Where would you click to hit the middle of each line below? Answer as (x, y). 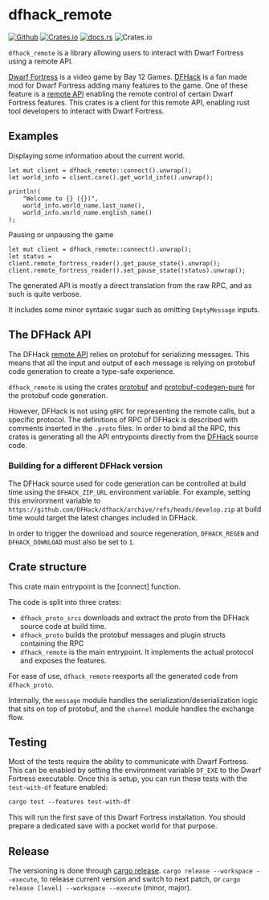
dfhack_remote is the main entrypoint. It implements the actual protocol (137, 651)
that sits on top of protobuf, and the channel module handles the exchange (131, 709)
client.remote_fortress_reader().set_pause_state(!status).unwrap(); (127, 270)
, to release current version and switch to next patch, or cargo (139, 879)
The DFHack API (50, 335)
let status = (30, 256)
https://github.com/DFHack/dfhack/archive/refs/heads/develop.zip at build (135, 509)
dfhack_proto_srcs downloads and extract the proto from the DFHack (135, 618)
